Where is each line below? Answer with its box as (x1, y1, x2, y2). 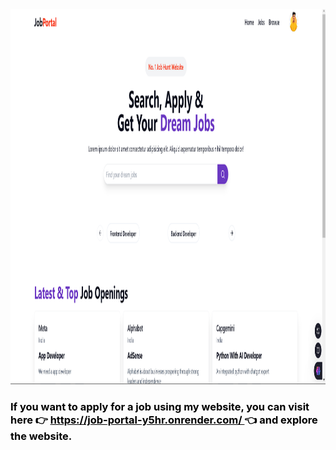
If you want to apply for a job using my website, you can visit (10, 399, 310, 413)
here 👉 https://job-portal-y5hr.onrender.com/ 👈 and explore (10, 413, 318, 427)
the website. (10, 429, 73, 443)
